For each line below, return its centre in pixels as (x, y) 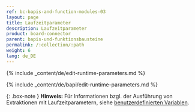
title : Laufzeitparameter (38, 23)
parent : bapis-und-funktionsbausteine (55, 39)
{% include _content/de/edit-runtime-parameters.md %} (76, 73)
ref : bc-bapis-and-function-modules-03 (56, 12)
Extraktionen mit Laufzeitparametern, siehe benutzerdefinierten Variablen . (98, 102)
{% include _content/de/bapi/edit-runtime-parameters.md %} (82, 85)
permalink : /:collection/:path (45, 45)
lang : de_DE (21, 56)
